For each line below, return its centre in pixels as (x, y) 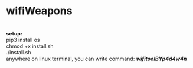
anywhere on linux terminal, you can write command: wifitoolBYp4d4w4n (97, 59)
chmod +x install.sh (30, 46)
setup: (14, 33)
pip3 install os (23, 40)
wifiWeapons (39, 11)
